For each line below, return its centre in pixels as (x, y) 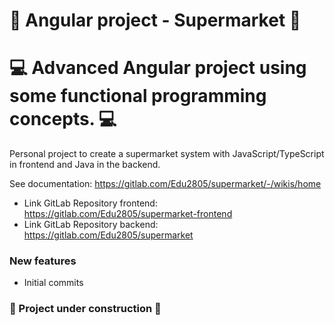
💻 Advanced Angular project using (158, 68)
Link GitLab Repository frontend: (90, 203)
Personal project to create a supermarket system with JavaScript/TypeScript (167, 154)
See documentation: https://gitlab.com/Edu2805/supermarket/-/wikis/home (165, 184)
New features (43, 261)
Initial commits (53, 283)
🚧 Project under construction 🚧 (85, 309)
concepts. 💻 (63, 119)
